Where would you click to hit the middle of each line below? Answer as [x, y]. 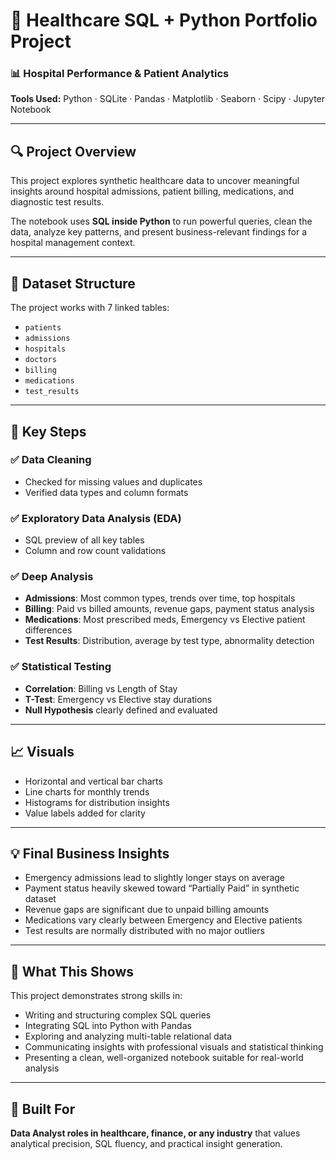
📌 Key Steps [48, 431]
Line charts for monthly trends [87, 791]
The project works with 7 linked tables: [90, 308]
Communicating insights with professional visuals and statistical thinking [174, 1047]
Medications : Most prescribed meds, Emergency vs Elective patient [165, 620]
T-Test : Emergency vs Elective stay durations [118, 699]
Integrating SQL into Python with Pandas [108, 1026]
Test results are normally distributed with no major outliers [144, 931]
